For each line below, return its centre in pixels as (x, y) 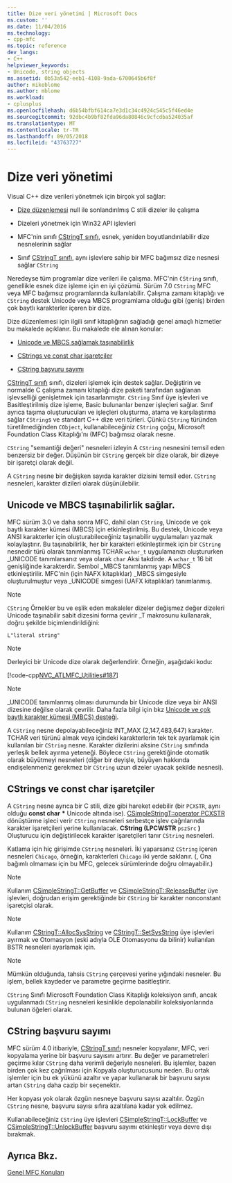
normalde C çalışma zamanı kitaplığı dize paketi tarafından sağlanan (104, 390)
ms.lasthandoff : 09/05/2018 (48, 136)
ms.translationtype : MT (42, 123)
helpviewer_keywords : (38, 65)
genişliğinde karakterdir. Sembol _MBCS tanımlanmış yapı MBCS (99, 566)
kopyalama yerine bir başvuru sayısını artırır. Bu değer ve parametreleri (108, 1055)
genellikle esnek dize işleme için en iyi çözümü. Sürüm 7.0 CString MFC (109, 286)
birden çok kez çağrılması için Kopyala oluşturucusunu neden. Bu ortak (108, 1070)
